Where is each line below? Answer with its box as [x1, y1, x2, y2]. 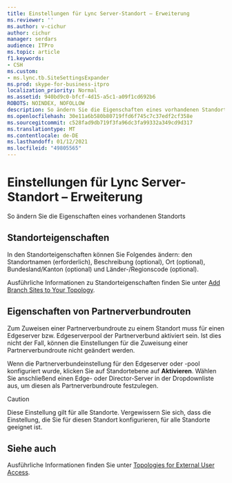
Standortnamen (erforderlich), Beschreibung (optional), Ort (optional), [7, 257, 206, 266]
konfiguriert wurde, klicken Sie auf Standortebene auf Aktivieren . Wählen [7, 366, 217, 375]
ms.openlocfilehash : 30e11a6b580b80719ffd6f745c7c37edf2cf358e [7, 112, 193, 119]
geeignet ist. [7, 422, 43, 431]
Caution [7, 395, 30, 403]
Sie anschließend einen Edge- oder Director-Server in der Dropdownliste [7, 374, 214, 382]
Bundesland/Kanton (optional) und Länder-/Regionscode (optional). [7, 265, 199, 273]
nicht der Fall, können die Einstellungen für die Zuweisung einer [7, 339, 188, 347]
